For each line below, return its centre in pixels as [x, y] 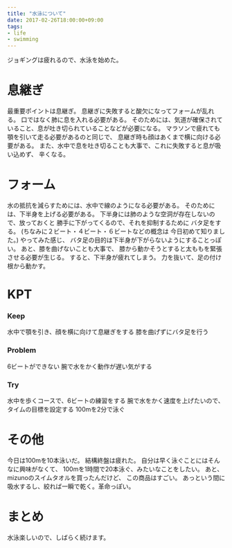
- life [17, 33]
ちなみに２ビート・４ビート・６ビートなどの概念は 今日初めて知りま [121, 231]
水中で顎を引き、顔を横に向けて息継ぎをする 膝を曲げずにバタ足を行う [108, 332]
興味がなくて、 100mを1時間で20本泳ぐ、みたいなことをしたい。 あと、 [121, 469]
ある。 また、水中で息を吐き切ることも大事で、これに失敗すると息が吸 [120, 145]
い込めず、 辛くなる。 [38, 154]
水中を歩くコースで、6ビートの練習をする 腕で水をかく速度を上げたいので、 [116, 401]
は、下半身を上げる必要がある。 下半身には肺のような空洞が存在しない [108, 214]
